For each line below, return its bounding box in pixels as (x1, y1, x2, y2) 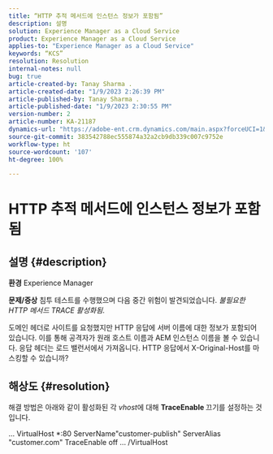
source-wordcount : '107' (8, 148, 93, 156)
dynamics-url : (8, 125, 57, 133)
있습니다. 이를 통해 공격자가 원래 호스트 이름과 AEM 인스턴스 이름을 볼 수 (8, 333, 238, 343)
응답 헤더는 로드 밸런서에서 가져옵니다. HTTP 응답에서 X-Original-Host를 (19, 343, 251, 353)
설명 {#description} (8, 255, 107, 269)
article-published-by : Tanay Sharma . (8, 95, 140, 103)
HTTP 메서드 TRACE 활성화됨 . (8, 305, 106, 315)
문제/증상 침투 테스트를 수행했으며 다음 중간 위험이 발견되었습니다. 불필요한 (8, 296, 246, 305)
